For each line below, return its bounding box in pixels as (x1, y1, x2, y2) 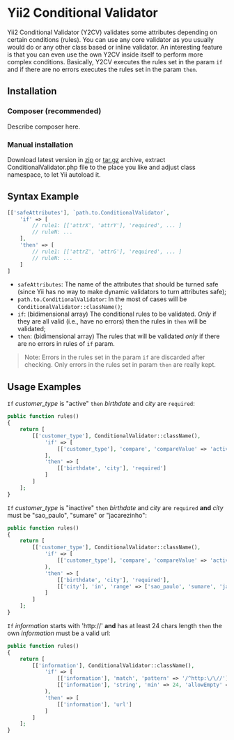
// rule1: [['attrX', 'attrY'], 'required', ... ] (32, 222, 182, 229)
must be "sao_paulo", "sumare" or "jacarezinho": (7, 511, 148, 519)
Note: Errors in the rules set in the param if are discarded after (24, 353, 205, 361)
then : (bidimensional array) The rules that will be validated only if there (17, 332, 220, 340)
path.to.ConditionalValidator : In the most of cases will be (17, 295, 187, 303)
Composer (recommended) (7, 106, 102, 116)
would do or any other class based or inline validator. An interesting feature (7, 43, 223, 51)
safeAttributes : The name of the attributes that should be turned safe (17, 280, 219, 289)
